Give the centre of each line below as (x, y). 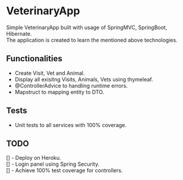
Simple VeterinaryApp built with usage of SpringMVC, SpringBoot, (87, 27)
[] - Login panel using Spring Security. (53, 164)
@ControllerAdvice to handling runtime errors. (71, 86)
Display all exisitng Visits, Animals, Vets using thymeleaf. (84, 79)
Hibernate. (19, 33)
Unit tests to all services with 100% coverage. (70, 125)
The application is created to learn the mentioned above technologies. (92, 40)
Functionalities (34, 59)
